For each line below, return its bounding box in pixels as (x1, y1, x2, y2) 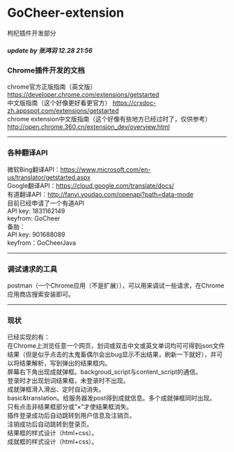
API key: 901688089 (7, 230, 65, 239)
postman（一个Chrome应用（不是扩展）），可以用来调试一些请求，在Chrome (7, 281, 225, 289)
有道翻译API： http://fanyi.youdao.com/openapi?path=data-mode (7, 190, 194, 198)
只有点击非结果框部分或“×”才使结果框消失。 (7, 402, 133, 411)
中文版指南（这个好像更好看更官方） (7, 99, 111, 107)
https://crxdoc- (112, 99, 157, 107)
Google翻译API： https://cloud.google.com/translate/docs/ (7, 181, 174, 190)
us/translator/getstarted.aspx (7, 173, 91, 181)
